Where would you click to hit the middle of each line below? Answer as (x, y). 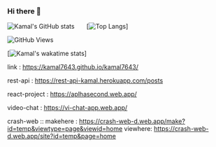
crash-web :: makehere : (43, 121)
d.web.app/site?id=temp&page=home (62, 136)
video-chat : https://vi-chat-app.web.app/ (67, 108)
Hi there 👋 (24, 11)
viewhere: (138, 129)
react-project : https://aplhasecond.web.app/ (72, 94)
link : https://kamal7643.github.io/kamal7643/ (73, 67)
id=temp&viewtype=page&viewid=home (65, 129)
